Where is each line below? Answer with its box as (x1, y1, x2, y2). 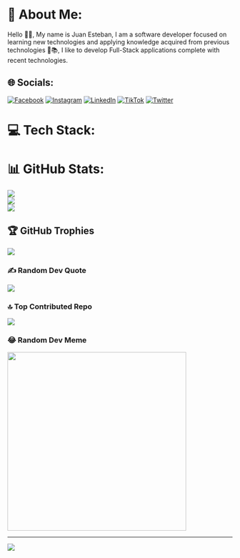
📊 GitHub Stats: (7, 161, 105, 177)
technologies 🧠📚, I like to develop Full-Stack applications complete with (7, 46, 220, 54)
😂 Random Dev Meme (7, 335, 87, 345)
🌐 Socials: (7, 76, 54, 89)
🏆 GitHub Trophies (7, 225, 95, 237)
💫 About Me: (7, 6, 83, 23)
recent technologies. (7, 56, 69, 64)
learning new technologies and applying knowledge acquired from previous (7, 37, 230, 46)
